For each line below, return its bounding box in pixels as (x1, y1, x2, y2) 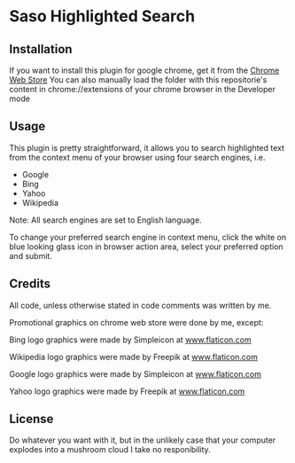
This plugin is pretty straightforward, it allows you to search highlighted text (9, 142, 285, 153)
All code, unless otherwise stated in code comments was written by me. (9, 300, 272, 310)
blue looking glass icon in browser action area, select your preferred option (9, 241, 283, 252)
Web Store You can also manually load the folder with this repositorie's (9, 75, 268, 85)
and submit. (9, 250, 53, 261)
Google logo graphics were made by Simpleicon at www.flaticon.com (9, 368, 261, 379)
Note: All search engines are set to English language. (9, 215, 202, 225)
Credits (9, 277, 51, 292)
